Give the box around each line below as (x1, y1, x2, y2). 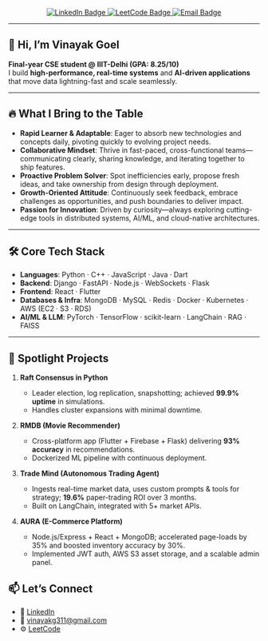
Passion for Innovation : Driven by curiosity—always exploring (19, 205, 225, 214)
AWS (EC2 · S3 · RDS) (19, 304, 92, 313)
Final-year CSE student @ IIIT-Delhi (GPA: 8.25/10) (8, 59, 179, 69)
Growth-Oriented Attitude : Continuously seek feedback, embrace (19, 188, 238, 197)
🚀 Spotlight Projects (8, 352, 109, 365)
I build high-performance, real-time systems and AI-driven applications (8, 68, 251, 78)
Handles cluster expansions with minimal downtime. (31, 405, 203, 415)
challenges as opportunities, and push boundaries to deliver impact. (19, 196, 244, 205)
